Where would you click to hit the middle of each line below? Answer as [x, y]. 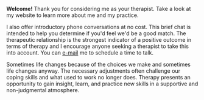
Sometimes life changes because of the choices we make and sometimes [98, 64]
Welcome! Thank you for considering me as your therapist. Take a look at [99, 9]
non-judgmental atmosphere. [43, 90]
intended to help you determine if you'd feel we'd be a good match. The [96, 33]
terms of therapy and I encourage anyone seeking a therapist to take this [97, 46]
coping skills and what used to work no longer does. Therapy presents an [98, 77]
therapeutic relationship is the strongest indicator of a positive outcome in [99, 40]
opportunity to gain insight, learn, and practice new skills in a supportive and [102, 84]
